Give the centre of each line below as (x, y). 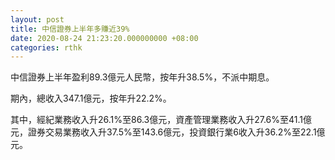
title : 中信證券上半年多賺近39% (70, 29)
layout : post (37, 19)
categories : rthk (46, 47)
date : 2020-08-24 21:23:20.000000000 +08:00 (104, 38)
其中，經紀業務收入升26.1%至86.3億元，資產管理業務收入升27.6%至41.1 (156, 120)
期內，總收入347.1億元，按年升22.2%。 (91, 98)
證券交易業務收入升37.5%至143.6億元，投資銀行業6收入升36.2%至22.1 (172, 132)
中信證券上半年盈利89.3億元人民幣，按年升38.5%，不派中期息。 (142, 77)
